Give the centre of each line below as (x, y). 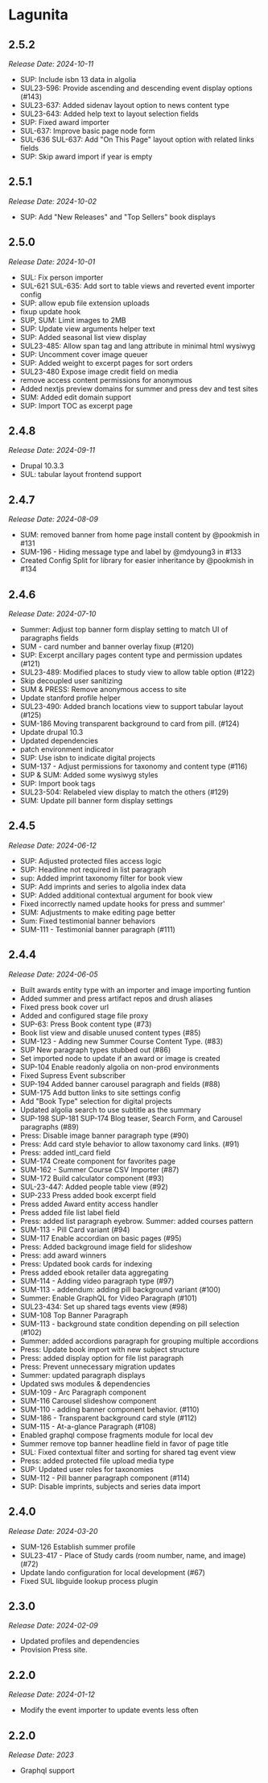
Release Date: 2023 (41, 1755)
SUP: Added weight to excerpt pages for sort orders (106, 363)
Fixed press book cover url (64, 1007)
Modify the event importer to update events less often (109, 1710)
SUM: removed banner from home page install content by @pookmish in (140, 535)
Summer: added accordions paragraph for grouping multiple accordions (139, 1341)
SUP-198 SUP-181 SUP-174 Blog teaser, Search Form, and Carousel (131, 1118)
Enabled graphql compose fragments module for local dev (116, 1435)
